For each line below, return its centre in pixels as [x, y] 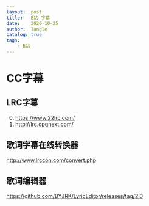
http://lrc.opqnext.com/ [44, 124]
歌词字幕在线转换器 [42, 145]
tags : [13, 40]
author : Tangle [27, 29]
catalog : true [24, 35]
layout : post [24, 12]
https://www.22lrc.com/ [45, 117]
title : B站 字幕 [28, 18]
